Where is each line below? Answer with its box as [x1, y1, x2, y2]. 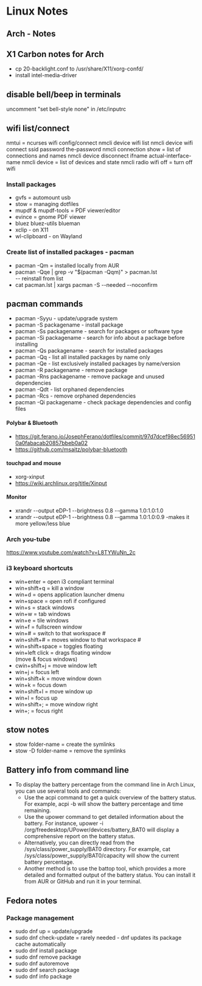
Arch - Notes [6, 29, 56, 39]
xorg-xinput [15, 473, 45, 480]
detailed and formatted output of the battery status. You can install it [24, 871, 196, 879]
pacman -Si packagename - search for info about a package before [15, 334, 185, 342]
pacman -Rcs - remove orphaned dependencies [15, 392, 136, 399]
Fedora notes [6, 895, 58, 906]
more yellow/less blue [15, 520, 71, 527]
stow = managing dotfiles [15, 201, 79, 208]
